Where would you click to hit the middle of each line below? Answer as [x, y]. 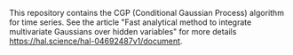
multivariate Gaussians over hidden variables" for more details [123, 31]
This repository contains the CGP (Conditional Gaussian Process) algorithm [146, 13]
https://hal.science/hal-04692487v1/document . [96, 41]
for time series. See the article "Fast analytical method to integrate [131, 22]
